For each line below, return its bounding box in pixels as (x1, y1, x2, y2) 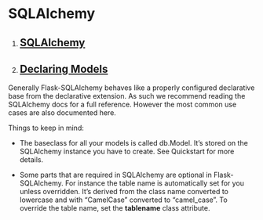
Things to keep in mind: (8, 123, 84, 133)
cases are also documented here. (8, 108, 116, 117)
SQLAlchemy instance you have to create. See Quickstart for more (19, 146, 235, 157)
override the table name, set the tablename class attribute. (19, 204, 210, 213)
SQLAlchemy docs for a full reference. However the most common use (8, 99, 237, 110)
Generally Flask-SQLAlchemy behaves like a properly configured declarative (8, 83, 255, 92)
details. (19, 155, 44, 164)
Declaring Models (19, 62, 108, 75)
